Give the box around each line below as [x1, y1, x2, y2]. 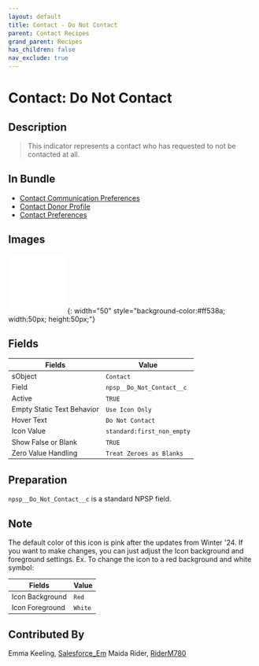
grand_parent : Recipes [8, 38, 83, 46]
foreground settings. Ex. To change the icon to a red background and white [8, 555, 252, 564]
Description [8, 120, 67, 134]
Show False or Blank [11, 437, 77, 446]
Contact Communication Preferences [19, 193, 140, 202]
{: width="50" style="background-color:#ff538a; [67, 305, 226, 315]
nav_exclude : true [8, 54, 68, 62]
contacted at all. [27, 150, 80, 159]
